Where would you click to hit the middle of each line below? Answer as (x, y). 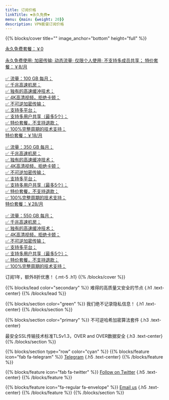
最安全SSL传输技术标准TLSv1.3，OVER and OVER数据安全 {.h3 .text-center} (84, 336)
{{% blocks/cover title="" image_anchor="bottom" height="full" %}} (76, 38)
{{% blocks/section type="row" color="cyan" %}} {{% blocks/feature (77, 351)
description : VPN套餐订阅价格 (35, 24)
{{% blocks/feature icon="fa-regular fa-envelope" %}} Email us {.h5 (76, 387)
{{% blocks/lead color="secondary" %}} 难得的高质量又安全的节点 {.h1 (79, 288)
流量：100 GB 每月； (31, 78)
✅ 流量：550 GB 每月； (30, 216)
